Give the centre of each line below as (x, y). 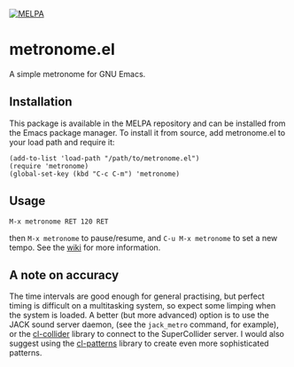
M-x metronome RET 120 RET (59, 222)
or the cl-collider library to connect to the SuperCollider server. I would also (147, 334)
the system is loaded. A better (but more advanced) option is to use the (139, 316)
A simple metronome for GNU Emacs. (77, 74)
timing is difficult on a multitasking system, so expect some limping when (143, 306)
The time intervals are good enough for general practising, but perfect (137, 296)
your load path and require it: (62, 142)
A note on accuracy (64, 275)
